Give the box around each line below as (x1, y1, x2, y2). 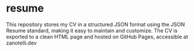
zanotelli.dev (6, 39, 37, 46)
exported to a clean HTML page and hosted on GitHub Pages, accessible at (6, 33, 189, 40)
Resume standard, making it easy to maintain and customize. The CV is (6, 27, 178, 34)
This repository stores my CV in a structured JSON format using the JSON (6, 21, 185, 28)
